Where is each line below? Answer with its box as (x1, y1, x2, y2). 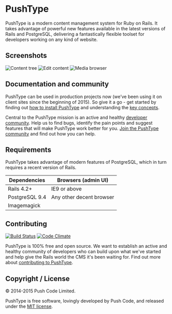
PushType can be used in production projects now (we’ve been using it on (5, 93, 162, 100)
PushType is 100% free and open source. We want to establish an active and (5, 243, 167, 249)
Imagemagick (8, 202, 41, 209)
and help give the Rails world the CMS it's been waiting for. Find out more (5, 254, 161, 260)
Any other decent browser (51, 193, 114, 201)
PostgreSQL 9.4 (8, 193, 47, 201)
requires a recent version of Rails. (5, 165, 77, 171)
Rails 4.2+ (8, 185, 32, 192)
